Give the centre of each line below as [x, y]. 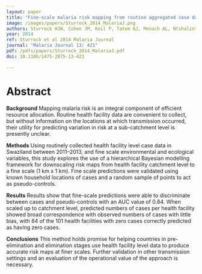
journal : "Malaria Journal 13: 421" [52, 46]
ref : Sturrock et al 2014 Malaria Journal [60, 40]
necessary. [20, 264]
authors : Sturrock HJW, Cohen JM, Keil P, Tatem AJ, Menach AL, [88, 29]
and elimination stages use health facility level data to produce [112, 245]
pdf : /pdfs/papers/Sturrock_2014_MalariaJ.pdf [66, 51]
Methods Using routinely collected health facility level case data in [89, 145]
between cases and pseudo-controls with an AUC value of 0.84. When [94, 201]
